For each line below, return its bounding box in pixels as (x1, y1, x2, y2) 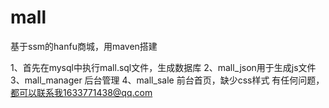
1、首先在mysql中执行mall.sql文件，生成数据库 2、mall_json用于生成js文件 (10, 61, 317, 73)
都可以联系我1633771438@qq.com (10, 86, 153, 98)
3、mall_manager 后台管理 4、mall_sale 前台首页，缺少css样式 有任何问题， (10, 74, 325, 86)
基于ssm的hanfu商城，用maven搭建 (10, 40, 158, 52)
